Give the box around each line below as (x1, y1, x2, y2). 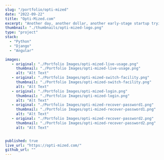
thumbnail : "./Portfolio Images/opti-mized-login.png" (16, 93, 130, 98)
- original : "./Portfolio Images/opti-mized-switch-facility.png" (11, 75, 150, 80)
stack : (5, 35, 19, 40)
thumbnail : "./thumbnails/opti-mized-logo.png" (5, 25, 104, 30)
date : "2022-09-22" (5, 12, 45, 17)
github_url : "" (5, 147, 36, 152)
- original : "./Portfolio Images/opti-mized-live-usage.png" (11, 62, 139, 67)
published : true (5, 138, 38, 143)
